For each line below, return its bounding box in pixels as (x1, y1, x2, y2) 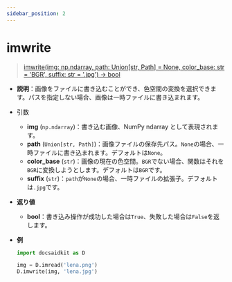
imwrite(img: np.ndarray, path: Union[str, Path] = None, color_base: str (23, 63, 225, 71)
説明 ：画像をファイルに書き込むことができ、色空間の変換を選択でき (16, 84, 211, 93)
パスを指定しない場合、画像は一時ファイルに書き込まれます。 (28, 93, 204, 101)
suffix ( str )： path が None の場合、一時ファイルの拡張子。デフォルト (26, 174, 218, 182)
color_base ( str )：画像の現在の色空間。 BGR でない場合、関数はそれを (26, 157, 224, 165)
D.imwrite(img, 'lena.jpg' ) (16, 268, 98, 275)
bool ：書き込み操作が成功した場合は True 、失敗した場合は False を (26, 212, 214, 220)
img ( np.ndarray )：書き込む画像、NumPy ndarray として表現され (26, 122, 213, 131)
